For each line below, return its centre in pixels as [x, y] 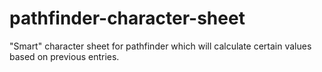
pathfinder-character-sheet [127, 18]
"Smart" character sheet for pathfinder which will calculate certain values [160, 46]
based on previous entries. [64, 56]
